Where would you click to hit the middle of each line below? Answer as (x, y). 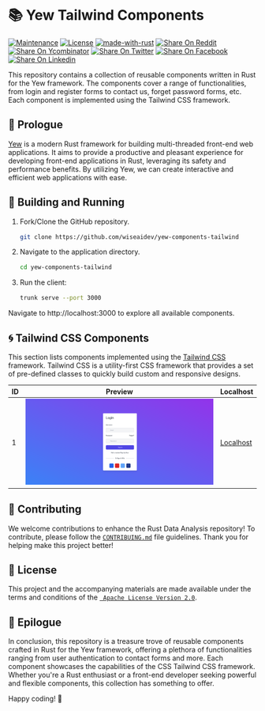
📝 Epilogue (35, 622)
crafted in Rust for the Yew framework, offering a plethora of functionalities (130, 650)
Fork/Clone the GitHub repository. (75, 221)
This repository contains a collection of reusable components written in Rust (132, 74)
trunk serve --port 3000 (60, 298)
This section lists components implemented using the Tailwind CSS (117, 357)
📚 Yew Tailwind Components (106, 15)
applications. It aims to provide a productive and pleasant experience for (126, 152)
